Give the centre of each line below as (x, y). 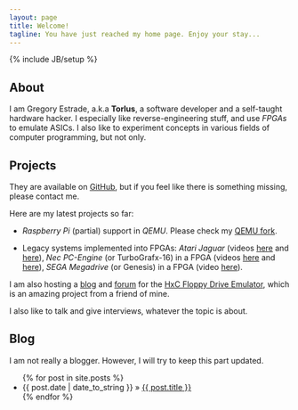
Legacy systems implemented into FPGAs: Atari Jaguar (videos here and (155, 248)
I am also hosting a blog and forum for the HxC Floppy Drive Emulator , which (149, 284)
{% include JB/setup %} (53, 60)
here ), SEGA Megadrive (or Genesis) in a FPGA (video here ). (132, 267)
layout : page (33, 17)
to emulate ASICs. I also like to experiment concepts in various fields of (140, 128)
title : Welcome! (39, 26)
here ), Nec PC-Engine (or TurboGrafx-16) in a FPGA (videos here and (149, 258)
